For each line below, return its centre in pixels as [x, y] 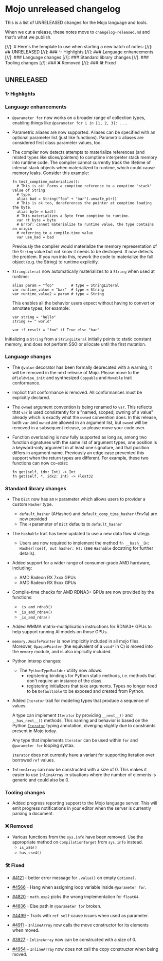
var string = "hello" [34, 317]
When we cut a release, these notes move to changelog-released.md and [77, 32]
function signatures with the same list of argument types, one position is [84, 442]
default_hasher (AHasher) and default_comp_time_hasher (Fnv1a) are [88, 514]
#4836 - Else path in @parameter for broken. [57, 906]
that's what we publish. [28, 37]
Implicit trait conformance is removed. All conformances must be [77, 392]
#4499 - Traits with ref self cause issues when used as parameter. [81, 916]
